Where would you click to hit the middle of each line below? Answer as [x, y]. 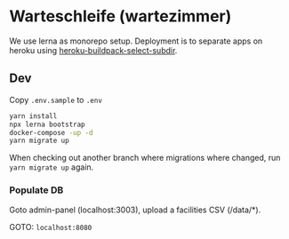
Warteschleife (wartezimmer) [120, 16]
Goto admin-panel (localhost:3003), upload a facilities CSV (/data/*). [135, 210]
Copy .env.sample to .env [56, 100]
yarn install [33, 116]
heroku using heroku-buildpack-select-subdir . [93, 50]
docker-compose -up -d [51, 132]
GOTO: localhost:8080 [51, 227]
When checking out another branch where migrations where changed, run [145, 158]
